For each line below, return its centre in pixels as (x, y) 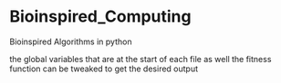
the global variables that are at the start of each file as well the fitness (140, 59)
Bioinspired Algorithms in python (71, 41)
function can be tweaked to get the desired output (104, 69)
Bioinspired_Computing (100, 17)
